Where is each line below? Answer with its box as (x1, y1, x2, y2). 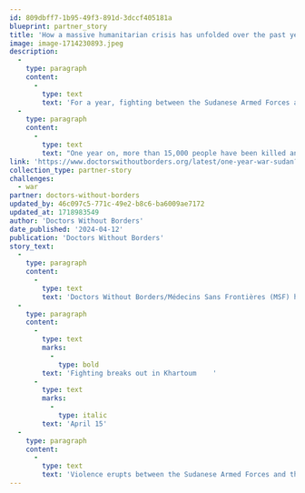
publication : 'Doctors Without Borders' (9, 233, 165, 242)
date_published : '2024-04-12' (9, 225, 124, 234)
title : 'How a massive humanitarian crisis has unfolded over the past (9, 30, 286, 39)
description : (9, 47, 59, 56)
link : (9, 156, 30, 166)
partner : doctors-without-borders (9, 191, 141, 200)
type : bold (57, 360, 100, 369)
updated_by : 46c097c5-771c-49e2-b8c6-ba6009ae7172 (9, 199, 205, 209)
